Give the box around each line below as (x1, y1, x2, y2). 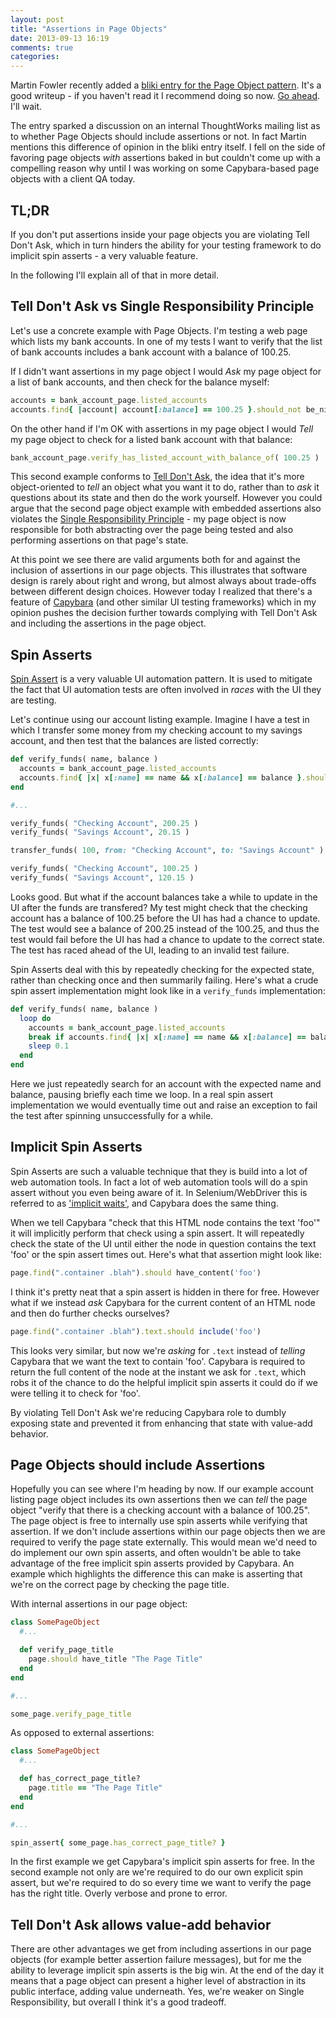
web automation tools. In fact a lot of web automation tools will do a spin (10, 1176, 308, 1188)
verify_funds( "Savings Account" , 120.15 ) (10, 873, 195, 883)
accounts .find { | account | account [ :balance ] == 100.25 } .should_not (10, 404, 302, 415)
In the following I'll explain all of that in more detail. (10, 269, 220, 281)
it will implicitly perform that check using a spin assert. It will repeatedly (10, 1227, 305, 1239)
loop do (19, 1013, 52, 1023)
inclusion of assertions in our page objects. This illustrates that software (10, 564, 308, 576)
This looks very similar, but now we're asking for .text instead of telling (10, 1344, 306, 1356)
